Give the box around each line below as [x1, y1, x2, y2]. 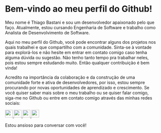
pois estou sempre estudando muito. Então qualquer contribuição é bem [5, 60, 150, 66]
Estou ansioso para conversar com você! [5, 122, 87, 128]
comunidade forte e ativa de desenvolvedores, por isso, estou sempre [5, 79, 145, 85]
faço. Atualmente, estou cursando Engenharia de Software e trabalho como [5, 24, 156, 30]
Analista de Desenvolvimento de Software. [5, 30, 90, 35]
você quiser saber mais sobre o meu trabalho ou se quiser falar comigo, [5, 90, 149, 96]
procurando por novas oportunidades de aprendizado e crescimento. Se [5, 84, 149, 90]
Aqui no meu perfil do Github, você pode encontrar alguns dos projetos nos [5, 39, 156, 45]
